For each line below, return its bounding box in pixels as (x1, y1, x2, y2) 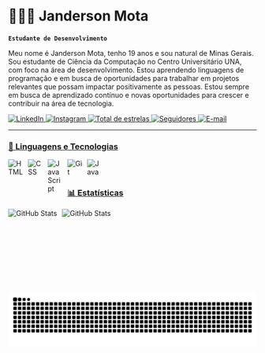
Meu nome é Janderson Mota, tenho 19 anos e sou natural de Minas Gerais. (8, 48, 254, 58)
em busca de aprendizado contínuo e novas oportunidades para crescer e (8, 90, 250, 99)
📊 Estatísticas (67, 188, 124, 199)
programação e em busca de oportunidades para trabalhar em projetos (8, 73, 240, 83)
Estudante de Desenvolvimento (8, 35, 108, 43)
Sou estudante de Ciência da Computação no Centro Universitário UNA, (8, 57, 242, 66)
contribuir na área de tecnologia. (8, 98, 114, 108)
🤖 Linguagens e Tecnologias (8, 141, 118, 152)
